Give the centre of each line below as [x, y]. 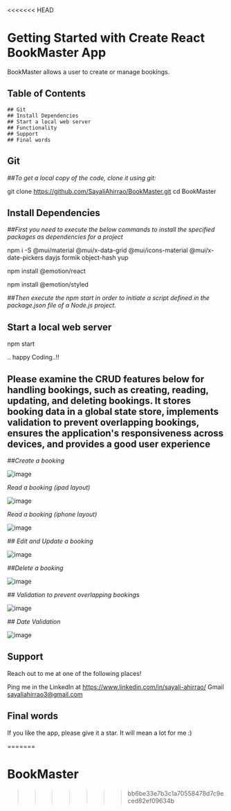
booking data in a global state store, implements [113, 411]
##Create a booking [36, 461]
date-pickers [25, 258]
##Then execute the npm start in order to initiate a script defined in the [108, 298]
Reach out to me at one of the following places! [74, 673]
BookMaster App [57, 53]
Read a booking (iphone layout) [52, 514]
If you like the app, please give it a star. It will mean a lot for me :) [100, 733]
